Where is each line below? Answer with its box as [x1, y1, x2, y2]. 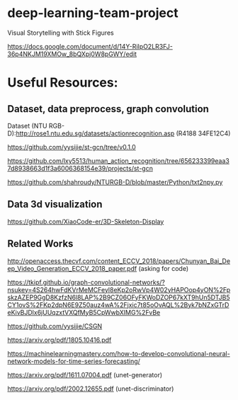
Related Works [7, 238, 74, 250]
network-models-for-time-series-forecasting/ [7, 357, 140, 365]
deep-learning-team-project [7, 5, 178, 21]
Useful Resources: [7, 74, 118, 91]
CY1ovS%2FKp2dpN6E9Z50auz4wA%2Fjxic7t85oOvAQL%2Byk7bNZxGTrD [7, 300, 229, 309]
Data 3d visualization [7, 199, 103, 211]
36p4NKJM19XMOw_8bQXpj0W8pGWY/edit [7, 50, 137, 58]
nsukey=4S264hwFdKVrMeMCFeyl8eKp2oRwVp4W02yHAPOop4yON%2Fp [7, 285, 231, 294]
